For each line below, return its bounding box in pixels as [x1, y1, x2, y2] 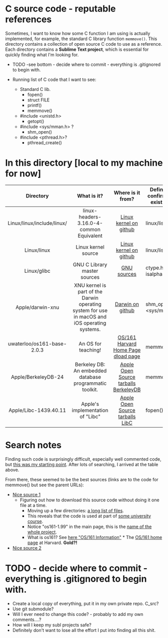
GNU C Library [72, 261, 107, 268]
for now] [5, 168, 41, 179]
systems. [79, 326, 101, 333]
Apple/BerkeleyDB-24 [10, 373, 64, 380]
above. [5, 467, 19, 473]
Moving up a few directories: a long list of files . [27, 507, 124, 513]
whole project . [27, 528, 57, 535]
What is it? [77, 192, 103, 199]
